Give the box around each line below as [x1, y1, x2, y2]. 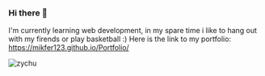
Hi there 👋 [8, 7, 48, 19]
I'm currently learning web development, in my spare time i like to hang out [8, 26, 257, 36]
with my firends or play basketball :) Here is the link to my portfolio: [8, 34, 232, 44]
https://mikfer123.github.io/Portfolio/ [8, 43, 129, 53]
